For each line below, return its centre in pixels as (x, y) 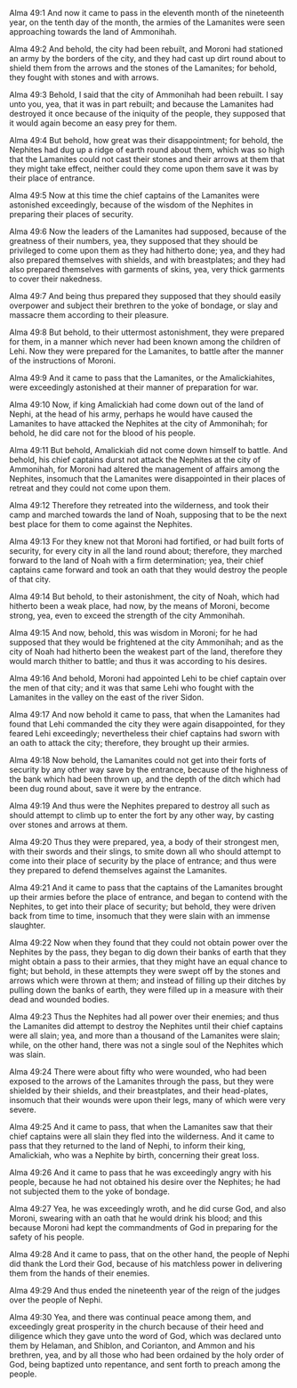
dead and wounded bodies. (59, 999)
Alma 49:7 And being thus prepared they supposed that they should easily (145, 296)
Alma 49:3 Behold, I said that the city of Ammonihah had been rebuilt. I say (146, 94)
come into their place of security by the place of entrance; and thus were (143, 861)
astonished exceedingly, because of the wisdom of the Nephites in (131, 205)
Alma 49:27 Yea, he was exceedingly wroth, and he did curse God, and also (148, 1209)
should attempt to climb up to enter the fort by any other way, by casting (142, 815)
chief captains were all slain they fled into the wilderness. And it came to (142, 1136)
